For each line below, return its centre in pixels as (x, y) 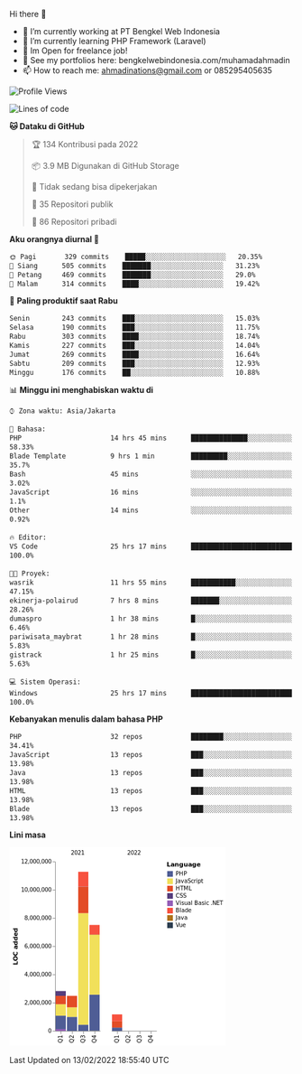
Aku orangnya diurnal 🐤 (54, 239)
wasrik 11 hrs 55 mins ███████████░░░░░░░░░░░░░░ (151, 583)
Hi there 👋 (28, 14)
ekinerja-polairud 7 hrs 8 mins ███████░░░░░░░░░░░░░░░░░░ (151, 601)
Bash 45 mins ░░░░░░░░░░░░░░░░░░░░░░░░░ (151, 474)
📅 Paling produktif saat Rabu (64, 301)
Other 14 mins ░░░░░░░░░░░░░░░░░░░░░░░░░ (151, 510)
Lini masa (28, 835)
